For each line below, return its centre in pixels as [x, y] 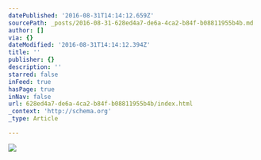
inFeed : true [30, 82]
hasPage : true [32, 89]
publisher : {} [32, 60]
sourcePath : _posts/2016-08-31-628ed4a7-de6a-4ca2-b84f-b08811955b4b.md [131, 23]
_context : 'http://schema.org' [60, 112]
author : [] [26, 30]
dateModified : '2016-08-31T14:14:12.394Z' [79, 45]
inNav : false [30, 97]
